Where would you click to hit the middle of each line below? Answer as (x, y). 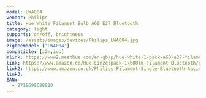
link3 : (15, 74)
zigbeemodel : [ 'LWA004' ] (38, 46)
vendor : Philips (27, 18)
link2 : (15, 68)
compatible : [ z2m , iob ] (35, 52)
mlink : (15, 57)
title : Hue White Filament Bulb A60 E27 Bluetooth (72, 23)
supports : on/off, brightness (45, 35)
